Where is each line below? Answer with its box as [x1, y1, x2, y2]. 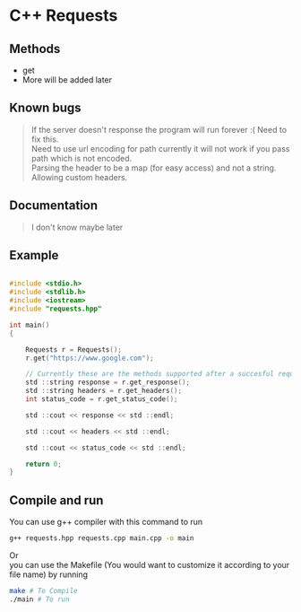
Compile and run [9, 493, 104, 508]
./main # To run [9, 594, 70, 604]
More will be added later [21, 74, 113, 85]
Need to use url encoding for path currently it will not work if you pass [30, 143, 290, 153]
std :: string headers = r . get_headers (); [25, 387, 182, 396]
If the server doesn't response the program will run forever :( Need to [30, 124, 288, 135]
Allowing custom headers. [30, 171, 128, 182]
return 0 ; [25, 459, 63, 468]
